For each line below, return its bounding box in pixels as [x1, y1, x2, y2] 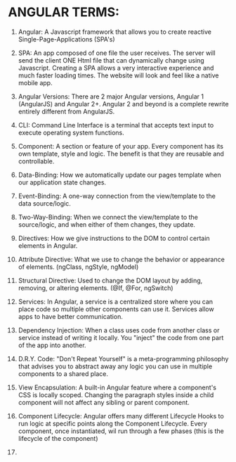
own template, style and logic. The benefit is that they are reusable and [18, 149, 224, 158]
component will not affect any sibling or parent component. [18, 398, 190, 406]
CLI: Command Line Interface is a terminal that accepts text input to [18, 120, 214, 129]
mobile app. [18, 78, 53, 87]
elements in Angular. [18, 241, 78, 250]
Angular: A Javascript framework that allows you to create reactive [18, 27, 211, 36]
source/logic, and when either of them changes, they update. [18, 220, 196, 229]
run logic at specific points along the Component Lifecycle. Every [18, 419, 208, 427]
